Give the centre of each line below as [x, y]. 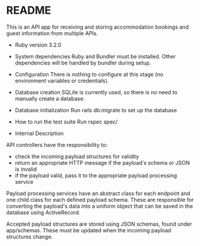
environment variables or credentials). [62, 81]
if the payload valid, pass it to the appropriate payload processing [96, 175]
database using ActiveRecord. [43, 212]
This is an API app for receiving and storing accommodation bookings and [98, 27]
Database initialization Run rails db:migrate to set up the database [96, 110]
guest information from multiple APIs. [52, 33]
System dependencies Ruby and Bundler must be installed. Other [95, 56]
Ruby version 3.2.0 [38, 45]
